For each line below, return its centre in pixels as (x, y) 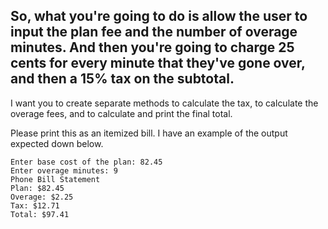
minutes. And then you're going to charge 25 (152, 47)
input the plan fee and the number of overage (154, 32)
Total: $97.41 (40, 214)
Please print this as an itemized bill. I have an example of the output (149, 133)
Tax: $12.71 (35, 205)
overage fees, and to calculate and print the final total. (121, 113)
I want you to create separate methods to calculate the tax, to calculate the (164, 103)
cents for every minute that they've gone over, (158, 63)
